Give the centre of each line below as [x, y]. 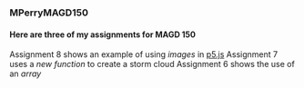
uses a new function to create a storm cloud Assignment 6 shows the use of [152, 64]
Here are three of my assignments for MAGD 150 [103, 34]
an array [25, 73]
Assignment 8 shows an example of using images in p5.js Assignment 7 [144, 54]
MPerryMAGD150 [49, 13]
